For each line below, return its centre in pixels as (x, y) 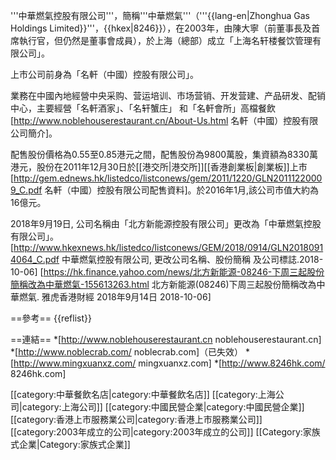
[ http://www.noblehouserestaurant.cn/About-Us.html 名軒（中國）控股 (156, 120)
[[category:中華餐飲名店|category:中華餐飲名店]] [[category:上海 (143, 394)
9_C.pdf (26, 190)
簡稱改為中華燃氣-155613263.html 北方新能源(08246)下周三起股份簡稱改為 (163, 284)
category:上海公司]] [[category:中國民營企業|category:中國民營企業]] (163, 407)
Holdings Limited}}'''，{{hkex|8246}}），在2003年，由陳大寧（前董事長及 (161, 28)
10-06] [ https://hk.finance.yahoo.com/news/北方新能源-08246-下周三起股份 (167, 272)
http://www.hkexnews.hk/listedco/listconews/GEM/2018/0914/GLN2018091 (168, 247)
